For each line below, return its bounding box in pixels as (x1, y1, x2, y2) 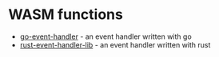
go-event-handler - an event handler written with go (19, 32, 192, 41)
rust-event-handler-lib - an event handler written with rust (19, 40, 211, 49)
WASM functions (8, 6, 124, 24)
